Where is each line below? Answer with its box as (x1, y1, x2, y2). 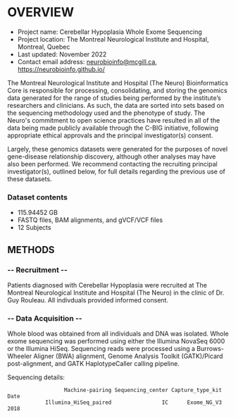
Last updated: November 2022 (17, 50, 107, 59)
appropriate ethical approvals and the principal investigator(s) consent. (7, 131, 213, 140)
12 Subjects (17, 223, 51, 232)
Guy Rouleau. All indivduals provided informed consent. (7, 295, 169, 304)
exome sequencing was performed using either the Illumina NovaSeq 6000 (7, 337, 225, 345)
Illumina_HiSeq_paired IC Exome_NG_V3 (44, 399, 222, 406)
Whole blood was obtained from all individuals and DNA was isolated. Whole (7, 329, 229, 338)
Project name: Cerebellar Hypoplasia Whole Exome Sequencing (17, 27, 202, 36)
